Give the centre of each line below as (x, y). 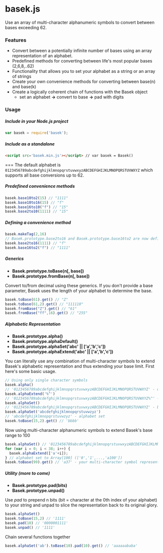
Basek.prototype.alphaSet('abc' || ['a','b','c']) (59, 347)
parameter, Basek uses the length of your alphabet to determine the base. (79, 291)
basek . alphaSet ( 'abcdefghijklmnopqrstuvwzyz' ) (53, 412)
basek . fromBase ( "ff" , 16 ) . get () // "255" (47, 313)
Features (16, 40)
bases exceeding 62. (26, 27)
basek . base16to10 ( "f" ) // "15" (37, 207)
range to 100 (18, 435)
